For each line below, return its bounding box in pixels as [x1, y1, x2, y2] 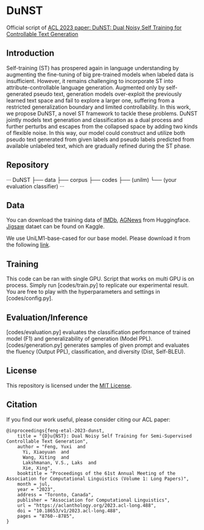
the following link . [6, 241, 51, 249]
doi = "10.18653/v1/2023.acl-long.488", [17, 507, 121, 514]
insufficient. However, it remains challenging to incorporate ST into [6, 77, 174, 84]
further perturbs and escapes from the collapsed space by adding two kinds [6, 123, 198, 130]
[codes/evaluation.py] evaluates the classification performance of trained [6, 329, 191, 336]
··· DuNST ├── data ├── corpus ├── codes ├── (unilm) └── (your [6, 176, 177, 183]
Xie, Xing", [22, 465, 53, 471]
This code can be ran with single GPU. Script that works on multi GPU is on [6, 275, 195, 283]
